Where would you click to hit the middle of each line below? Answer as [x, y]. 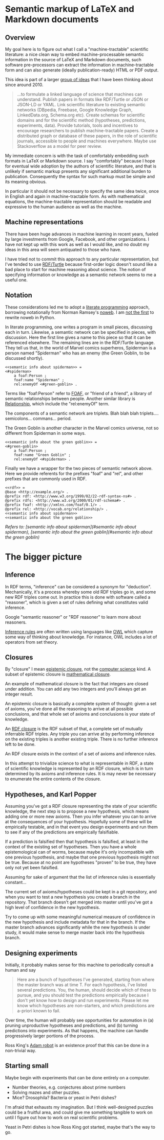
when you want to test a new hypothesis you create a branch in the [72, 897]
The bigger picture [43, 557]
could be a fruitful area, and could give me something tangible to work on [79, 1112]
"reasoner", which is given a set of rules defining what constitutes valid [77, 602]
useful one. [16, 279]
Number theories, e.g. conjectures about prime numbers [69, 1087]
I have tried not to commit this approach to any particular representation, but [82, 259]
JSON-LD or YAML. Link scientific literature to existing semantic [81, 105]
